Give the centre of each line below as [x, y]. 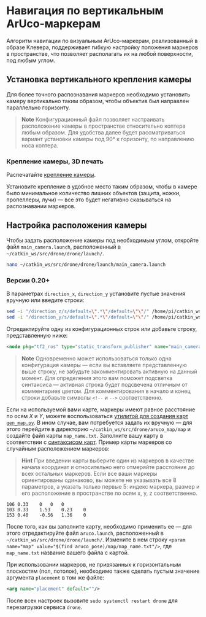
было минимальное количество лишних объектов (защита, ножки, [93, 193]
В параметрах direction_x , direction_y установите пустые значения [96, 294]
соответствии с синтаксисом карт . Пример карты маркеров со [89, 442]
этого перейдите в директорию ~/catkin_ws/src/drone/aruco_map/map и [99, 429]
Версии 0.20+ [28, 280]
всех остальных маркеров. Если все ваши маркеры [89, 473]
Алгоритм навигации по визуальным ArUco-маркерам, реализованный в [102, 41]
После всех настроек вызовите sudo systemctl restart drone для [92, 600]
